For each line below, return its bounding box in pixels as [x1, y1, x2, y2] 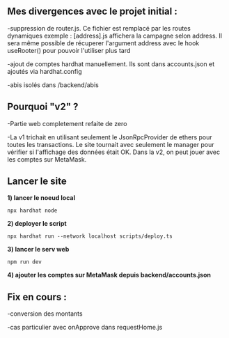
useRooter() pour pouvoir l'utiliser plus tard [7, 46, 131, 54]
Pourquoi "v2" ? [7, 101, 79, 113]
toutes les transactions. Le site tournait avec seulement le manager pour [7, 140, 214, 148]
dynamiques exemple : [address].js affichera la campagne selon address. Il [7, 31, 223, 40]
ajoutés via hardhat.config [7, 67, 82, 75]
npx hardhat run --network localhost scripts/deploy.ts [7, 233, 173, 240]
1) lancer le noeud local [7, 194, 75, 202]
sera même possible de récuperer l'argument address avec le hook [7, 38, 200, 47]
